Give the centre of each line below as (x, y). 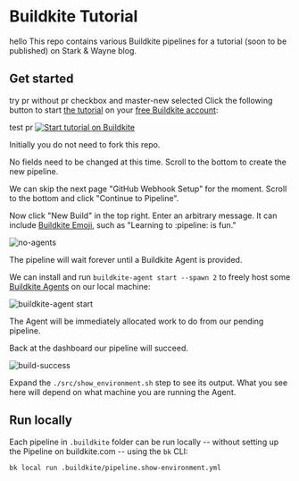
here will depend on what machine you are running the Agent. (123, 392)
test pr (21, 127)
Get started (42, 79)
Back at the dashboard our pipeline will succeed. (99, 348)
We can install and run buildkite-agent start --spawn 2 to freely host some (150, 277)
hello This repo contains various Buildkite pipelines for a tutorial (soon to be (148, 41)
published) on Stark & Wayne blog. (73, 50)
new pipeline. (34, 171)
